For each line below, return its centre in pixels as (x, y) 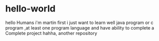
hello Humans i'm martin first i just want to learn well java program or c (79, 22)
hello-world (31, 9)
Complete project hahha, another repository (51, 33)
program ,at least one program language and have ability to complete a (80, 27)
